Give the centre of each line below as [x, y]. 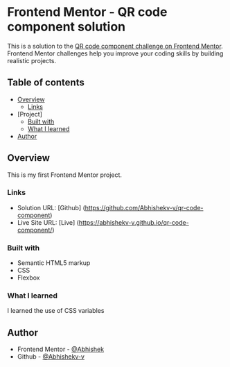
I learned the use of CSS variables [56, 311]
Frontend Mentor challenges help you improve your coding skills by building [115, 53]
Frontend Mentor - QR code [87, 12]
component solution [67, 27]
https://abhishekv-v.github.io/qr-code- [134, 222]
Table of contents [46, 83]
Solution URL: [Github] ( [51, 207]
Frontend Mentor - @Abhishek [61, 349]
